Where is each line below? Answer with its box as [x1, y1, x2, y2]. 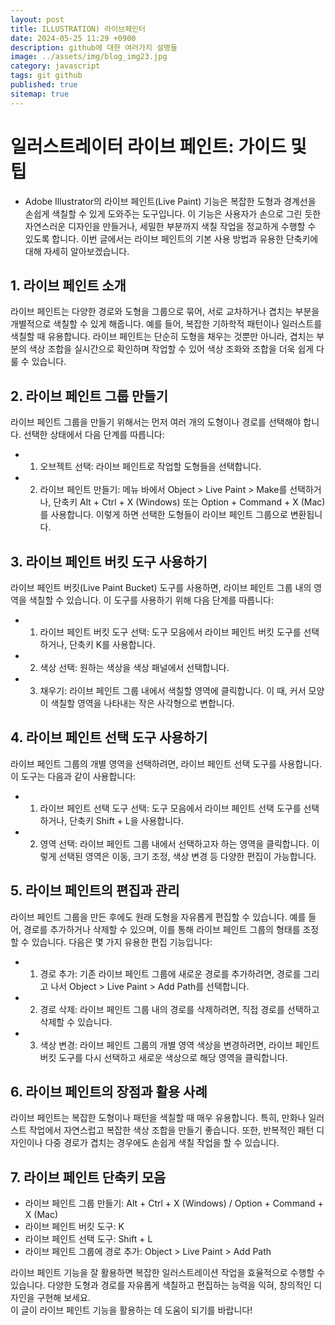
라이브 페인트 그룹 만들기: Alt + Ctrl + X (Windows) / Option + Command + [24, 1197, 324, 1210]
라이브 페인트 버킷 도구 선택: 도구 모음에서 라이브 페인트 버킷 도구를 [39, 626, 302, 638]
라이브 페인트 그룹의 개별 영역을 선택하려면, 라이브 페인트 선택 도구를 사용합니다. [10, 757, 323, 770]
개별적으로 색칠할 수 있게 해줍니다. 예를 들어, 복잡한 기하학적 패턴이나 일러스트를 [10, 318, 323, 330]
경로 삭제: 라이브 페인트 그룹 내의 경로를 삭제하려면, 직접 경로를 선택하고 [39, 1003, 320, 1015]
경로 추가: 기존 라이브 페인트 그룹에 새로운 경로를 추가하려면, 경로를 [39, 967, 302, 980]
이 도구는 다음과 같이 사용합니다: [10, 770, 137, 782]
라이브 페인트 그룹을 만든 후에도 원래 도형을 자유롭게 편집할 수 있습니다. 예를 [10, 911, 307, 923]
